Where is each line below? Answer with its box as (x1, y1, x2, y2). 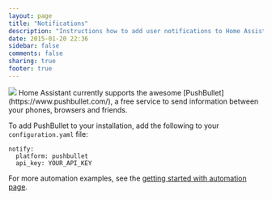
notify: (8, 145, 35, 153)
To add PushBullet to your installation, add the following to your (8, 121, 220, 130)
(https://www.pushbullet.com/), (8, 96, 113, 106)
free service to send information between (120, 96, 259, 106)
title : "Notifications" (8, 19, 89, 28)
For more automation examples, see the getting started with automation (8, 173, 247, 183)
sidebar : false (8, 42, 60, 50)
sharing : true (8, 57, 57, 66)
